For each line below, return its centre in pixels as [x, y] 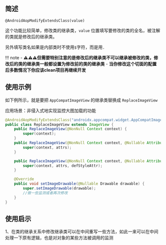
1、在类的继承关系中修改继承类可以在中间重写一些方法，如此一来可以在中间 [82, 232]
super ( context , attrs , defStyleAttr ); [63, 166]
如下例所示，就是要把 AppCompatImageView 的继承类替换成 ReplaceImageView [82, 100]
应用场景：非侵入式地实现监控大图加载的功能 [51, 110]
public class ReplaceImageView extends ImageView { [59, 124]
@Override [24, 179]
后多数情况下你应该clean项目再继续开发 [46, 70]
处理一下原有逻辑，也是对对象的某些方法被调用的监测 [59, 238]
